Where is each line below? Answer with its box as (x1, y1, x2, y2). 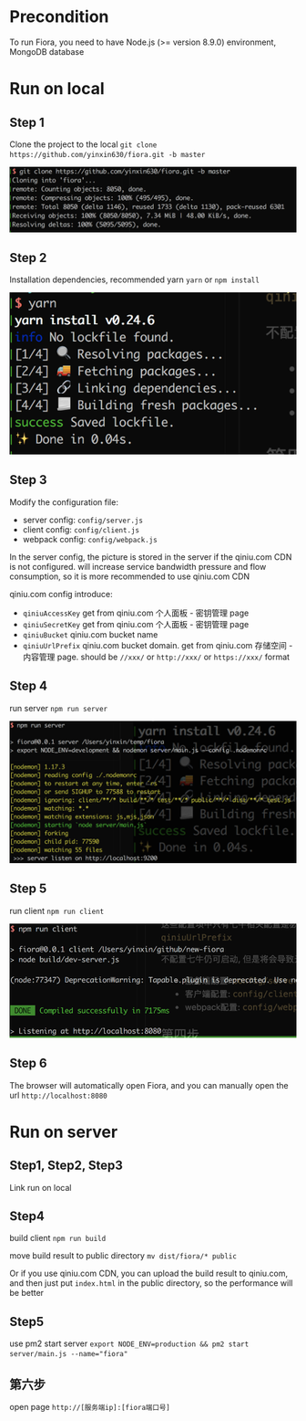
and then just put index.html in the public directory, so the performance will (9, 1278, 293, 1289)
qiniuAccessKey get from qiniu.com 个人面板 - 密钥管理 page (22, 607, 250, 618)
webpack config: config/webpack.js (22, 533, 158, 544)
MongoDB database (9, 46, 85, 57)
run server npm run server (9, 702, 107, 713)
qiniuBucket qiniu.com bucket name (22, 628, 158, 640)
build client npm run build (9, 1233, 107, 1244)
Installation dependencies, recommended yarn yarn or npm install (9, 274, 260, 285)
